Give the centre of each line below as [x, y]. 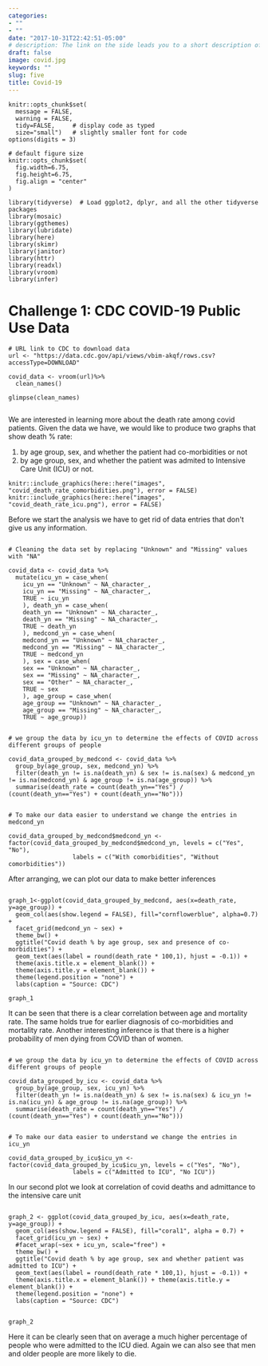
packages [23, 209]
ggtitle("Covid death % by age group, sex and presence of [116, 943]
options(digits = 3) [43, 139]
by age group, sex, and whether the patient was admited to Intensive [132, 461]
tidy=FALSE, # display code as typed [85, 125]
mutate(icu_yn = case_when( [62, 578]
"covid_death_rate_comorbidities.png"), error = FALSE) [103, 491]
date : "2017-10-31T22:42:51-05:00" [67, 38]
